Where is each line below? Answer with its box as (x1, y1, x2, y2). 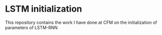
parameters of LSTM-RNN (5, 24, 58, 30)
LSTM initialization (5, 3, 82, 15)
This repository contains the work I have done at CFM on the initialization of (5, 19, 158, 25)
